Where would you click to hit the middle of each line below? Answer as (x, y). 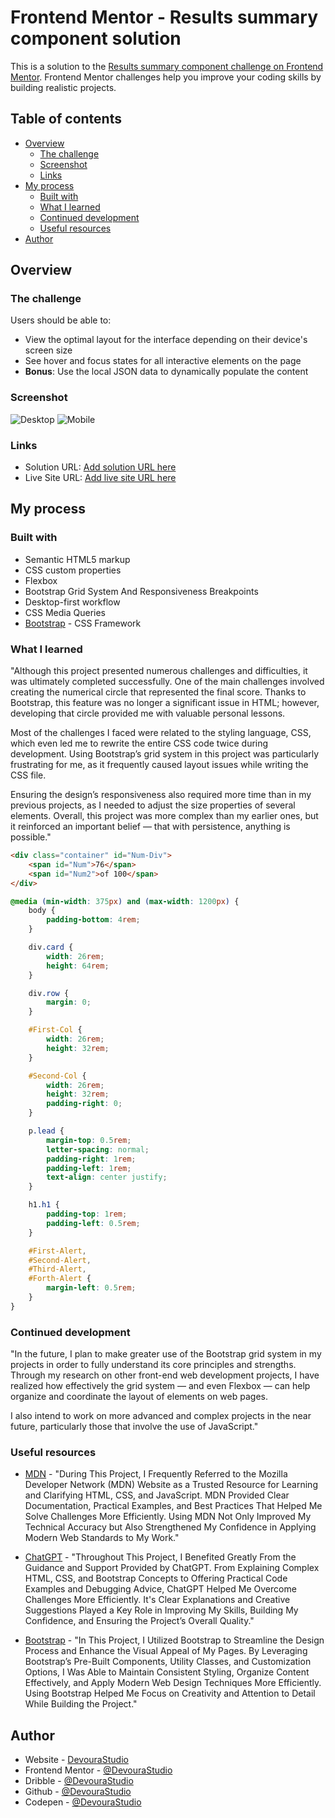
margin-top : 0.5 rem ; (89, 1140)
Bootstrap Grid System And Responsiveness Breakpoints (141, 591)
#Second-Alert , (60, 1260)
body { (42, 911)
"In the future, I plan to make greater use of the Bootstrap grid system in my (166, 1354)
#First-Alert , (57, 1251)
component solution (96, 38)
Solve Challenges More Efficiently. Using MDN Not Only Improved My (168, 1517)
